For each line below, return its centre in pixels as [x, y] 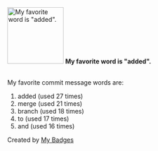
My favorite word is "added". [108, 61]
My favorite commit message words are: [66, 83]
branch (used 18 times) [51, 111]
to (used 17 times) [43, 119]
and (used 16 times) [46, 126]
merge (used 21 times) [50, 104]
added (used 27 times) [50, 96]
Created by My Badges [40, 140]
